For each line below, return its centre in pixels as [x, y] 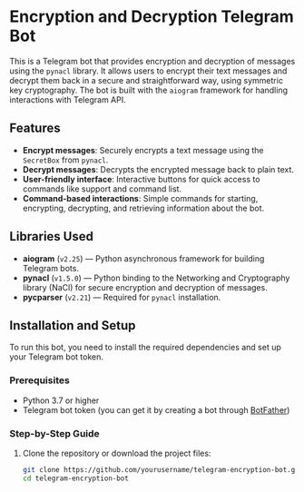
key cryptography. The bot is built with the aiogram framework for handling [149, 90]
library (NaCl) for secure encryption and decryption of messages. [145, 287]
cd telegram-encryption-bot [75, 478]
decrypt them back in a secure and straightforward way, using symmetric [147, 80]
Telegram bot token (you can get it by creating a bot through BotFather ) [156, 409]
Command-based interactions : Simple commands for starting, [140, 198]
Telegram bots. [51, 268]
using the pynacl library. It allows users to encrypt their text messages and [148, 71]
